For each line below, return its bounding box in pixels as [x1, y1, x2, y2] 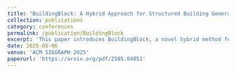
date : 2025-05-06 [7, 42, 58, 49]
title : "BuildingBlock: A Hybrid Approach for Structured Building [7, 10, 209, 17]
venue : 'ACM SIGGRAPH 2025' [7, 49, 90, 56]
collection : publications [7, 17, 83, 24]
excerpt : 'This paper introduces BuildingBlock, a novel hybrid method [7, 36, 221, 43]
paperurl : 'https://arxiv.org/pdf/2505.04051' [7, 56, 146, 63]
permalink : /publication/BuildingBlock [7, 29, 124, 37]
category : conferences [7, 23, 74, 30]
